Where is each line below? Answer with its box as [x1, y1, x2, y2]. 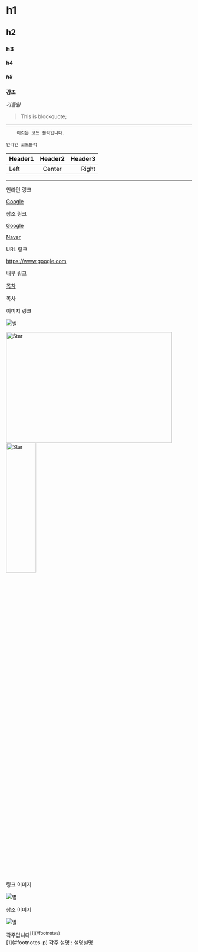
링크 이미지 [6, 880, 32, 888]
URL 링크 [6, 245, 28, 252]
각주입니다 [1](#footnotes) [6, 930, 60, 938]
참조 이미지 [6, 906, 32, 913]
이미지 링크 [6, 307, 32, 314]
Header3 [70, 154, 96, 163]
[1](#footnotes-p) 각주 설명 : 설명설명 [6, 938, 93, 946]
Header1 [9, 154, 34, 163]
